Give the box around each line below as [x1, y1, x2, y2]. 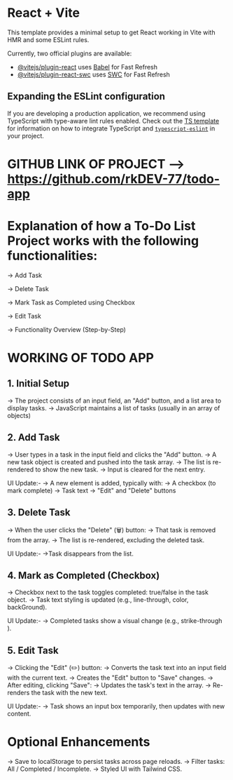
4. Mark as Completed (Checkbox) [7, 570, 160, 581]
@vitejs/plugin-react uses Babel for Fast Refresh [17, 62, 158, 71]
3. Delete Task [7, 506, 71, 518]
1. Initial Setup [7, 377, 70, 390]
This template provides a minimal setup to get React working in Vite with [7, 28, 216, 36]
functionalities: [7, 248, 98, 264]
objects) [7, 411, 31, 419]
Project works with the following [7, 233, 199, 249]
